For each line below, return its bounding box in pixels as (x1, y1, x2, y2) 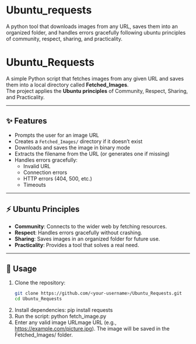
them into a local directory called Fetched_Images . (6, 81, 129, 88)
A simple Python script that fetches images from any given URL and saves (6, 75, 184, 82)
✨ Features (6, 116, 47, 126)
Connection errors (23, 169, 68, 176)
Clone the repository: (14, 279, 66, 286)
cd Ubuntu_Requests (14, 296, 62, 302)
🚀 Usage (6, 263, 37, 273)
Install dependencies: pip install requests (14, 307, 113, 314)
